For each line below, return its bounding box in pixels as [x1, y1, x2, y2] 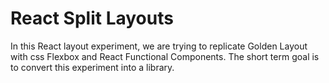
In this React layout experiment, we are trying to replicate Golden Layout [10, 40, 308, 52]
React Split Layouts [10, 7, 174, 30]
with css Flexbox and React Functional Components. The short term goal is [10, 50, 320, 62]
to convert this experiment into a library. [10, 61, 175, 73]
